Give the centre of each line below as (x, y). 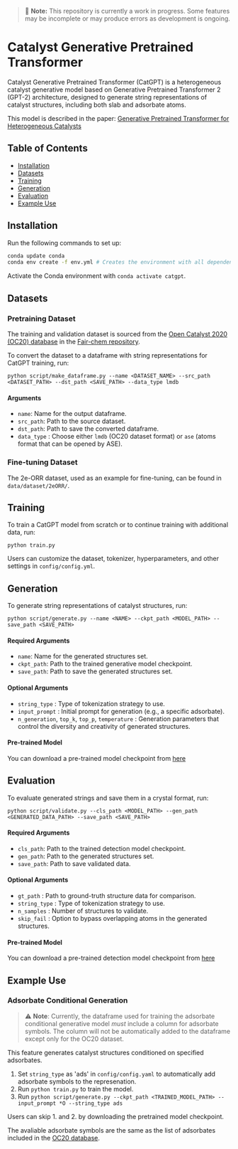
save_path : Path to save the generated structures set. (95, 671)
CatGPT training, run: (38, 363)
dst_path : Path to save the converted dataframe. (88, 429)
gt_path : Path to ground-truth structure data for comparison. (107, 895)
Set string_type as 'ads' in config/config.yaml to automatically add (117, 1074)
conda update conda (36, 256)
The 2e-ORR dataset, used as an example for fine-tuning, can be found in (114, 478)
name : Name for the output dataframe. (72, 414)
